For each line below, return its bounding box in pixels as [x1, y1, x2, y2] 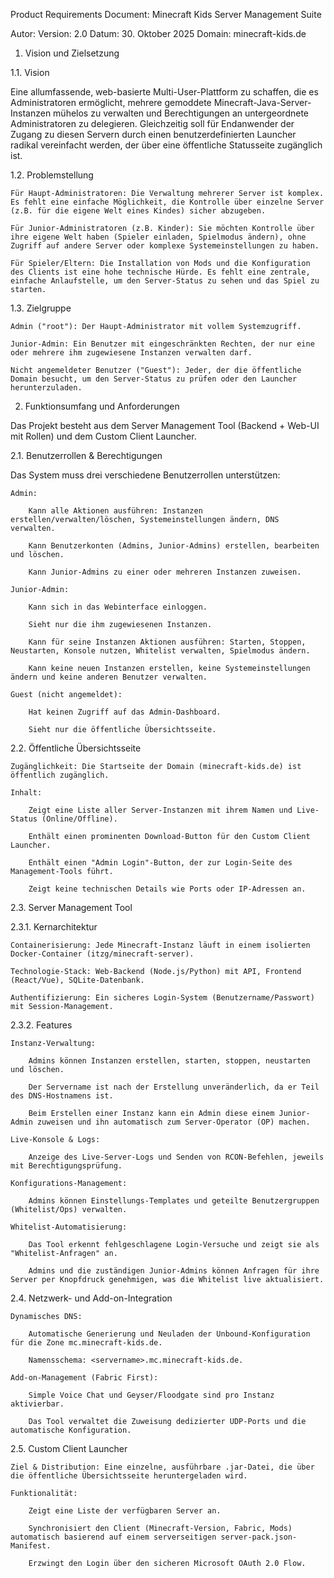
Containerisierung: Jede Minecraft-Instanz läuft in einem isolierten [10, 940, 311, 950]
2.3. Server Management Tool [10, 902, 133, 913]
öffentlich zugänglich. [10, 770, 110, 780]
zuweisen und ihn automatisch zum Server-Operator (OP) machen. [36, 1117, 311, 1127]
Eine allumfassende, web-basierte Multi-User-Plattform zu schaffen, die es [10, 86, 319, 98]
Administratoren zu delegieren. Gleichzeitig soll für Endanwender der [10, 118, 295, 129]
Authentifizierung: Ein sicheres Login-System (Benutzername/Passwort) [10, 993, 315, 1003]
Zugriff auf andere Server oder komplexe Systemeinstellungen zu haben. [10, 241, 320, 251]
